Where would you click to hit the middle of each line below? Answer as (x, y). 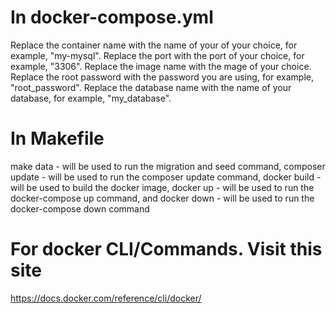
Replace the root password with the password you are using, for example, (162, 77)
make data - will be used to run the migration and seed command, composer (168, 166)
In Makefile (57, 138)
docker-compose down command (80, 208)
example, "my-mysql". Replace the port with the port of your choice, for (157, 55)
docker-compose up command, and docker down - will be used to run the (162, 198)
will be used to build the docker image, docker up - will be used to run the (162, 187)
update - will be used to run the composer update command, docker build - (166, 177)
